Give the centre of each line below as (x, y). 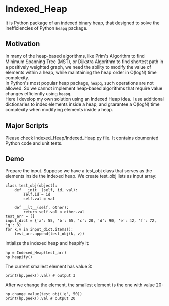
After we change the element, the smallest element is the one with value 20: (84, 285)
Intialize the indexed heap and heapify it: (47, 243)
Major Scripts (27, 126)
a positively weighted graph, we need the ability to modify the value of (78, 67)
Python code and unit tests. (34, 143)
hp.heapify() (19, 257)
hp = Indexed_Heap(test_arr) (36, 253)
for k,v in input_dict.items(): (39, 230)
